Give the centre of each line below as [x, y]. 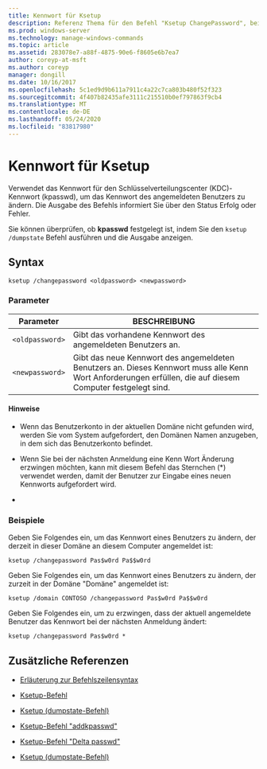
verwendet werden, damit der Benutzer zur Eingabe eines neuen [125, 476]
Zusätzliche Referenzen [69, 660]
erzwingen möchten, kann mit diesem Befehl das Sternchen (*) [123, 467]
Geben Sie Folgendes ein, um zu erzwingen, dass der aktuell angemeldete [130, 613]
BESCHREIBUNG [164, 321]
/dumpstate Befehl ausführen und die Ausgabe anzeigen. [101, 237]
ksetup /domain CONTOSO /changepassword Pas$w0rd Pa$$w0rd [108, 599]
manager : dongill [37, 75]
